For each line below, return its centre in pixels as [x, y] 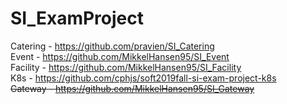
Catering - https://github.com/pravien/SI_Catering [112, 46]
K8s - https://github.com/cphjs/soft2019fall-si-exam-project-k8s [143, 78]
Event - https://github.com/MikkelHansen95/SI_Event [120, 56]
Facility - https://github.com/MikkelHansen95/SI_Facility [126, 67]
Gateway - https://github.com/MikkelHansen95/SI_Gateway [132, 88]
